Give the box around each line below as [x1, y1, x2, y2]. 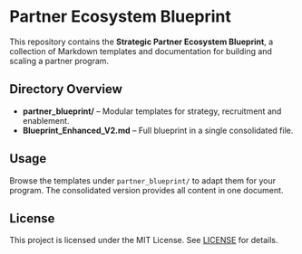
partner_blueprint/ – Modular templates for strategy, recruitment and [22, 106, 282, 117]
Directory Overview [9, 81, 122, 97]
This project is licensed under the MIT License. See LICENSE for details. [9, 235, 278, 246]
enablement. [22, 115, 70, 126]
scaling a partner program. [9, 55, 110, 66]
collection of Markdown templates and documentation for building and [9, 45, 272, 56]
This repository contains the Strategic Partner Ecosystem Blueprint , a [9, 36, 274, 47]
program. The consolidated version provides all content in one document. [9, 184, 284, 195]
